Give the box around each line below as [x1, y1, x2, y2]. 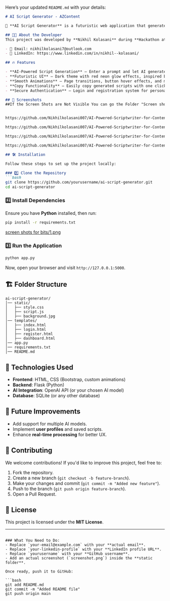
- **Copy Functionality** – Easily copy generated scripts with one [5, 83, 153, 88]
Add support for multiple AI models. [12, 421, 87, 427]
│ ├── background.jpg [5, 314, 56, 319]
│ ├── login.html [5, 327, 47, 332]
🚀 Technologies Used [5, 363, 73, 371]
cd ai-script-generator [5, 184, 56, 190]
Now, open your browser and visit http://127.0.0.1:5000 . [5, 265, 125, 271]
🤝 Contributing [5, 446, 53, 455]
